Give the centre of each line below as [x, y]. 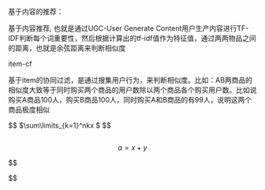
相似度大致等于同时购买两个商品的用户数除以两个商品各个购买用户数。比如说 [132, 90]
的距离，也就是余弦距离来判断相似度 [67, 48]
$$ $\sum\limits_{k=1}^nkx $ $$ [60, 125]
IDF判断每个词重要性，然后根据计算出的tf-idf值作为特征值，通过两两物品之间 [132, 38]
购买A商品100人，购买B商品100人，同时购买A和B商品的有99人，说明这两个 [130, 100]
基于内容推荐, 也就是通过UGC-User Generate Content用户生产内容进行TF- [129, 28]
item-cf [20, 64]
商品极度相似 [29, 110]
